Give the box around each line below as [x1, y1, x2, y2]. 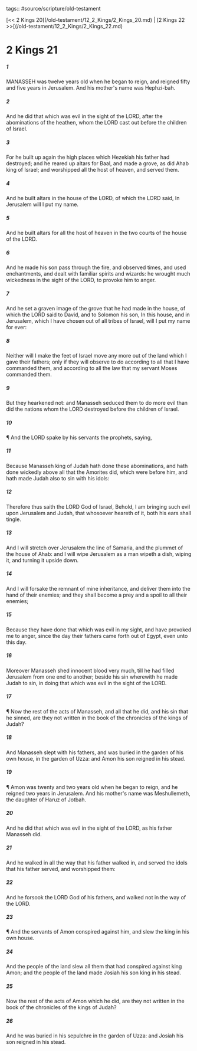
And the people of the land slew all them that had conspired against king [6, 963, 182, 970]
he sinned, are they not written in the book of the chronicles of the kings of [6, 714, 188, 721]
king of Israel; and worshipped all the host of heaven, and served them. [6, 166, 179, 173]
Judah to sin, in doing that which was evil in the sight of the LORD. [6, 679, 167, 686]
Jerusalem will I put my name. [6, 201, 78, 208]
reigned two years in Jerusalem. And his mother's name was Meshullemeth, [6, 790, 191, 797]
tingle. [6, 516, 22, 523]
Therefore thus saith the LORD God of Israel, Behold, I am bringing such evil [6, 503, 191, 510]
